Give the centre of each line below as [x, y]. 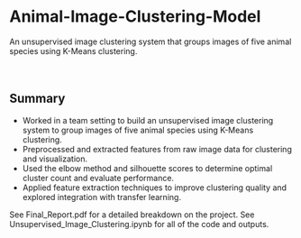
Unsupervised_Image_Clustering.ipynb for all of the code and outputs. [139, 224]
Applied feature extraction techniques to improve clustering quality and [154, 188]
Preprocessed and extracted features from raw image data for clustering [157, 149]
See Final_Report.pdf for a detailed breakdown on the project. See [132, 215]
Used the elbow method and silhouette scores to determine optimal [147, 168]
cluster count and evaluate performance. [98, 178]
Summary [37, 99]
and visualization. [55, 159]
